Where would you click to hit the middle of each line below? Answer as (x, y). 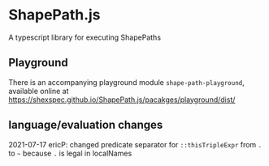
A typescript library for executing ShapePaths (85, 37)
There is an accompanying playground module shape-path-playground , (127, 82)
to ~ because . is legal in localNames (70, 153)
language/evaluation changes (86, 125)
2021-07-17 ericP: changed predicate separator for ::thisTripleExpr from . (135, 144)
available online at (39, 91)
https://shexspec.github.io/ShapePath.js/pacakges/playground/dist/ (122, 100)
